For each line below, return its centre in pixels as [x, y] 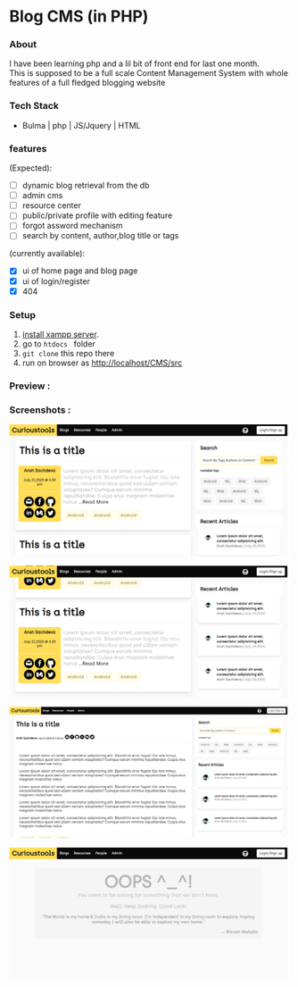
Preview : [30, 386]
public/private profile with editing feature [97, 215]
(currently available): [47, 254]
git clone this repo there [68, 353]
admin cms [42, 196]
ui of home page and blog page [80, 271]
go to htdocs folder [59, 343]
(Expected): [31, 168]
